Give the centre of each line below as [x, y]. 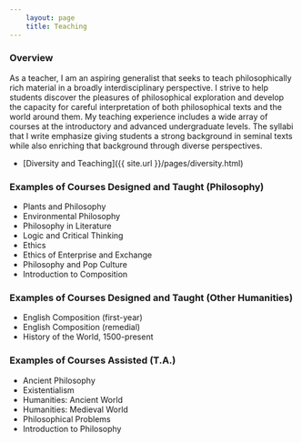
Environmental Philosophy [71, 216]
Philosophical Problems [66, 418]
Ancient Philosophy [59, 380]
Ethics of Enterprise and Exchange [87, 255]
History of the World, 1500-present [88, 337]
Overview [31, 58]
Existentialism [48, 390]
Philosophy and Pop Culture [75, 265]
